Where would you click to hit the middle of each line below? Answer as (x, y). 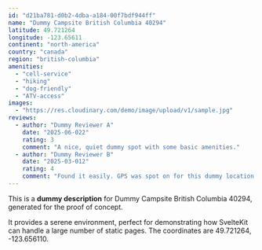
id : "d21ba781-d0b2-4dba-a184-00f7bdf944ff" (82, 15)
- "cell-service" (44, 74)
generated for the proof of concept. (65, 207)
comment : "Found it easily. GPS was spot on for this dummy (122, 176)
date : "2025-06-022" (56, 132)
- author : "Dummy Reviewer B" (64, 154)
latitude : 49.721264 (42, 30)
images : (21, 103)
